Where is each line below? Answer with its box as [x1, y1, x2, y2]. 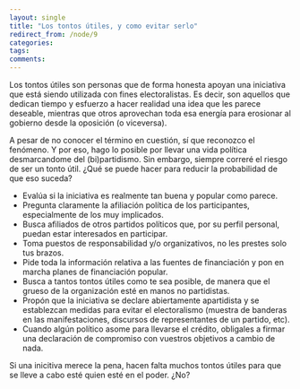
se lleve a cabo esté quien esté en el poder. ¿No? [9, 369, 191, 380]
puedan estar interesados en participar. [21, 229, 168, 238]
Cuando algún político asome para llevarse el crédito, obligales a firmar [21, 324, 286, 334]
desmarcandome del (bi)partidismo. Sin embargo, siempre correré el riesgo [9, 154, 288, 164]
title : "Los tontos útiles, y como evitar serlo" [9, 22, 199, 30]
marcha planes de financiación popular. [21, 266, 168, 277]
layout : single [9, 13, 66, 22]
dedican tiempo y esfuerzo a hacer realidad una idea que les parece [9, 99, 261, 108]
